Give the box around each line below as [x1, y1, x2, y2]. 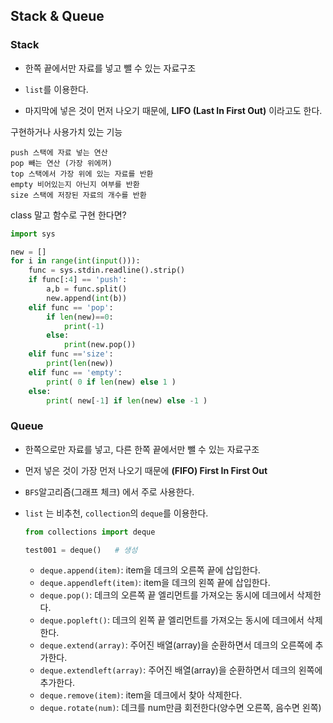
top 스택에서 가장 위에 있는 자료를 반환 [10, 169, 154, 179]
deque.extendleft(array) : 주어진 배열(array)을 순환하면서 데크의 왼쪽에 [39, 664, 323, 676]
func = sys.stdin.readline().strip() [28, 265, 186, 276]
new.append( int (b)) [46, 293, 128, 303]
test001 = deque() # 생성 [24, 545, 138, 555]
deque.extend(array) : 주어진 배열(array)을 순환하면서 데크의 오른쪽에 [39, 639, 313, 651]
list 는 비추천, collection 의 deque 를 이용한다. [24, 507, 209, 519]
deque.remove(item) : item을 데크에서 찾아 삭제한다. [39, 689, 243, 701]
